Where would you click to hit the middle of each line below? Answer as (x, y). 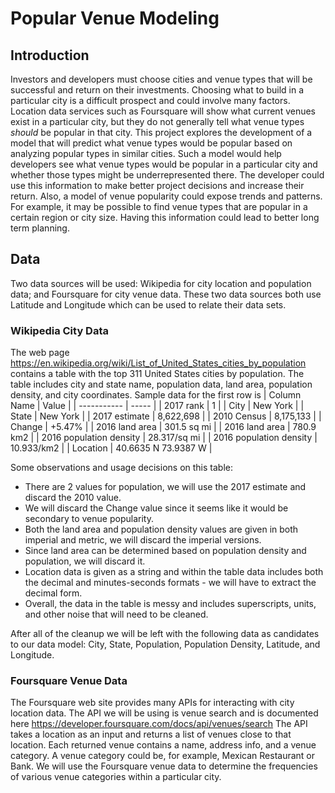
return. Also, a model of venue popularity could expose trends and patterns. (166, 196)
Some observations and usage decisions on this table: (121, 468)
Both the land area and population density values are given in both (161, 529)
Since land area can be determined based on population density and (165, 551)
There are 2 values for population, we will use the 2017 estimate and (165, 487)
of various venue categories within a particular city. (116, 777)
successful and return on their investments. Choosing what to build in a (157, 90)
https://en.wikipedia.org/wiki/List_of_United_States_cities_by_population (158, 363)
